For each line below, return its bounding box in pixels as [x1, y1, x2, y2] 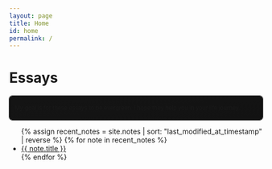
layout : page [9, 11, 53, 20]
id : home [9, 27, 39, 35]
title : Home [9, 19, 49, 27]
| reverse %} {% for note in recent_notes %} [20, 134, 167, 145]
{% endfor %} [20, 152, 68, 162]
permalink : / [9, 34, 53, 43]
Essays [9, 69, 59, 87]
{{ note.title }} [20, 143, 67, 153]
